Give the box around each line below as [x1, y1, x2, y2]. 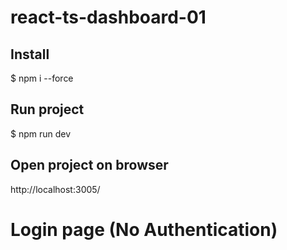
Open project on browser [10, 157, 169, 174]
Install [10, 46, 50, 63]
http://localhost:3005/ [10, 183, 101, 195]
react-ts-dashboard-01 [10, 6, 207, 29]
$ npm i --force [10, 72, 74, 84]
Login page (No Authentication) [10, 218, 278, 241]
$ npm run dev [10, 127, 72, 140]
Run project [10, 101, 85, 118]
